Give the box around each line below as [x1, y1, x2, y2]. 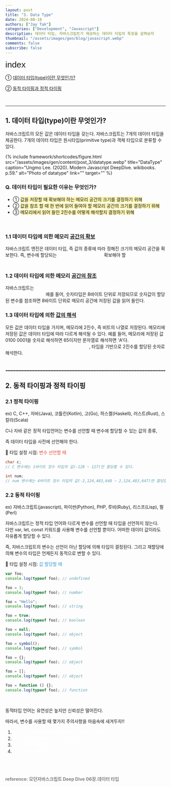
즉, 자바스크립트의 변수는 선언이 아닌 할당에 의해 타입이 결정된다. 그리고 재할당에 [5, 544, 164, 550]
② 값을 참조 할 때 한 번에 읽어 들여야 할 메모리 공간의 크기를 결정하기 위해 [12, 203, 160, 209]
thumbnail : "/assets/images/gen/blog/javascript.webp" [5, 36, 124, 41]
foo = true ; [5, 613, 31, 618]
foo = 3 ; [5, 585, 24, 590]
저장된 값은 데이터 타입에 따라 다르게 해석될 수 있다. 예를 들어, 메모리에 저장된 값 [5, 330, 164, 337]
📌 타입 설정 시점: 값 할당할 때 [5, 561, 63, 567]
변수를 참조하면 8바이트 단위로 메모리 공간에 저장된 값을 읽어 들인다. [10, 298, 145, 304]
